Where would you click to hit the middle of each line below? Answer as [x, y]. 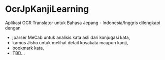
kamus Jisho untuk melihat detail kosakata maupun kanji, [70, 42]
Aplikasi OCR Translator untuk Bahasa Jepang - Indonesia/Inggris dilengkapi [83, 23]
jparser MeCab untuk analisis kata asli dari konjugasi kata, [71, 37]
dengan [13, 28]
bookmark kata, [28, 48]
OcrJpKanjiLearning [47, 9]
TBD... [18, 53]
